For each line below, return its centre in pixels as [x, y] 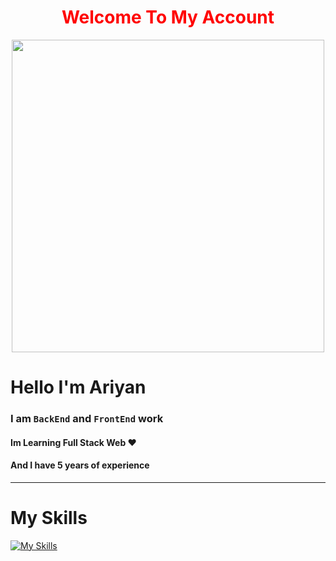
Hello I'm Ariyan [78, 387]
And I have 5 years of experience [80, 465]
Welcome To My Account [168, 17]
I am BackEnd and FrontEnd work [87, 419]
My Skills [49, 518]
